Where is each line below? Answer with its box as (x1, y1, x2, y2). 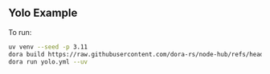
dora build (8, 50, 45, 58)
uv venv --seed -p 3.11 (8, 43, 88, 51)
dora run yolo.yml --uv (8, 57, 88, 66)
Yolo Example (8, 6, 78, 20)
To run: (8, 27, 32, 37)
